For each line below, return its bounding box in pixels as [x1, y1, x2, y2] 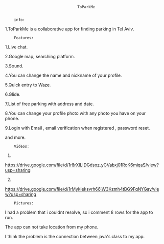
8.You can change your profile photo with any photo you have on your [5, 111, 146, 116]
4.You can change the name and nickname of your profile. [5, 72, 122, 78]
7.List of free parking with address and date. [5, 101, 94, 107]
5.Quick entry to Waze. [5, 82, 51, 88]
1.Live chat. [5, 44, 28, 50]
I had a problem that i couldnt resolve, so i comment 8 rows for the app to [5, 209, 153, 215]
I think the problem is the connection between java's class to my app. [5, 234, 145, 239]
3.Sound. [5, 63, 23, 68]
